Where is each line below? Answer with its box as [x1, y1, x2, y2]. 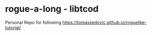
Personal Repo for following [5, 19, 62, 25]
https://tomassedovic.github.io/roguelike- [62, 19, 147, 25]
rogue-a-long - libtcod [5, 3, 99, 15]
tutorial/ [5, 24, 21, 30]
